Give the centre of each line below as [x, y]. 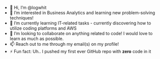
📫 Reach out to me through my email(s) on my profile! [64, 44]
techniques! [21, 18]
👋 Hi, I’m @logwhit [28, 8]
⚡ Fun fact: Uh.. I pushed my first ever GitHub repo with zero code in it [80, 51]
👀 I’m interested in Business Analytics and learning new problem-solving [82, 13]
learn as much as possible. [37, 39]
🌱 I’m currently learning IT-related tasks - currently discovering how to [80, 23]
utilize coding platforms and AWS [43, 28]
